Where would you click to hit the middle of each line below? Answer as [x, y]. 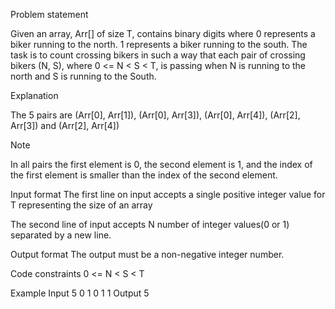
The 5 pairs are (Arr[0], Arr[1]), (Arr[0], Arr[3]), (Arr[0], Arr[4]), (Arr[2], [155, 115]
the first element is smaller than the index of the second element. [144, 175]
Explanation [34, 95]
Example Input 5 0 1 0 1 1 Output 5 [80, 293]
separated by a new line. [61, 235]
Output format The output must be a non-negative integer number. [147, 254]
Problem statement [49, 14]
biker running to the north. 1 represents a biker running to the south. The [159, 44]
